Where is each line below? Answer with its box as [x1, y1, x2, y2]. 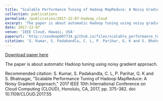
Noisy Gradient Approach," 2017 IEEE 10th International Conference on [5, 81, 146, 87]
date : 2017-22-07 [5, 25, 40, 30]
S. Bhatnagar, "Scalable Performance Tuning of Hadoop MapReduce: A [5, 75, 147, 81]
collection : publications [5, 12, 57, 16]
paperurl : [5, 34, 25, 39]
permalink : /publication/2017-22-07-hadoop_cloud [5, 16, 108, 21]
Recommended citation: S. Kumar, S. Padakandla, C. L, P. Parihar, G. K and [5, 71, 154, 76]
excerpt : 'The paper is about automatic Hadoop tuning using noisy [5, 20, 145, 26]
